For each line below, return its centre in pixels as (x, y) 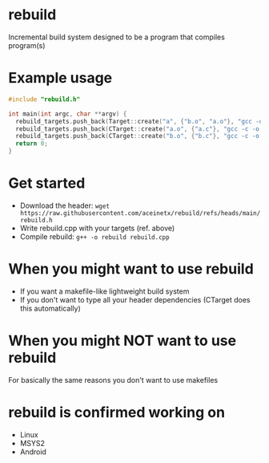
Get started (47, 183)
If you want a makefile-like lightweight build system (104, 291)
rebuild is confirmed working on (117, 412)
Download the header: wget (65, 205)
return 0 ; (32, 144)
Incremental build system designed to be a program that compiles (117, 37)
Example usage (60, 78)
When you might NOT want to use (122, 341)
